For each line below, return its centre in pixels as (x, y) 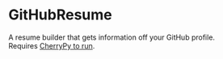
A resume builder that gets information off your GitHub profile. (112, 37)
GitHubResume (60, 15)
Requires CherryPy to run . (52, 45)
